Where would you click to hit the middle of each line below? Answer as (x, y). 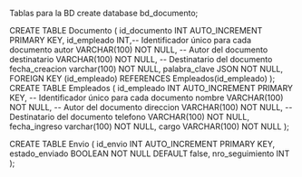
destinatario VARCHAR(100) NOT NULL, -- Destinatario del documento (141, 59)
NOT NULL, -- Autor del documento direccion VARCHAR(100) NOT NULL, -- (151, 107)
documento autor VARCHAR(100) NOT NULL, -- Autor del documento (139, 50)
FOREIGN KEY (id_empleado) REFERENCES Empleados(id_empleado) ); (142, 79)
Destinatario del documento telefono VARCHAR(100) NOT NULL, (129, 117)
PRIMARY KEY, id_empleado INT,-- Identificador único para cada (131, 40)
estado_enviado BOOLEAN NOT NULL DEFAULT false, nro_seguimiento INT (150, 154)
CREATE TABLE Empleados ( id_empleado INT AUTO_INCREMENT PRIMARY (151, 88)
